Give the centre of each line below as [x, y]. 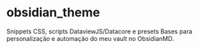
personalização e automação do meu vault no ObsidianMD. [90, 38]
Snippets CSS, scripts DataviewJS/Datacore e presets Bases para [99, 31]
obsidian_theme [53, 13]
